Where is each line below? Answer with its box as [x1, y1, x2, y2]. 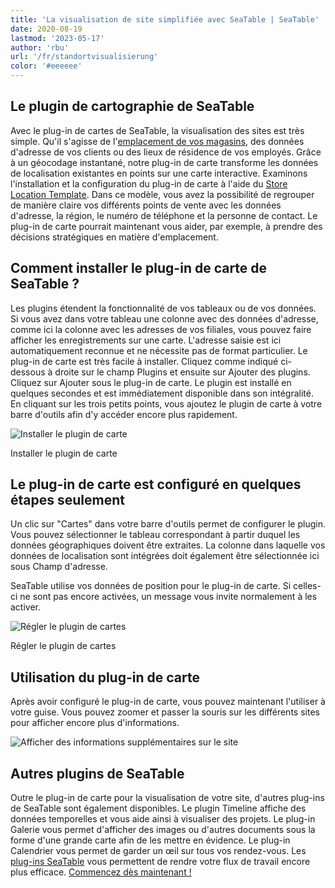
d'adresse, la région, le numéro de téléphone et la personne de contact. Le [10, 209, 318, 221]
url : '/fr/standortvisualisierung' [10, 52, 159, 62]
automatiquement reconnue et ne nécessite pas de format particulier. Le [10, 344, 308, 356]
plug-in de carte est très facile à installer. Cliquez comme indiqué [10, 355, 279, 367]
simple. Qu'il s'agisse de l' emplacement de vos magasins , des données [10, 135, 305, 147]
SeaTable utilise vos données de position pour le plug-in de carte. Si [10, 580, 292, 592]
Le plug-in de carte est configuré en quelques [10, 476, 302, 493]
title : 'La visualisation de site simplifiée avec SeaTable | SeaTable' [10, 14, 320, 25]
